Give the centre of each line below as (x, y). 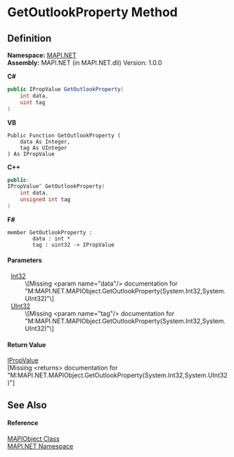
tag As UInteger (44, 148)
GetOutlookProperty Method (92, 12)
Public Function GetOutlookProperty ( (64, 135)
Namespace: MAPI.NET (42, 55)
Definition (29, 38)
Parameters (25, 260)
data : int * (52, 238)
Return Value (27, 345)
